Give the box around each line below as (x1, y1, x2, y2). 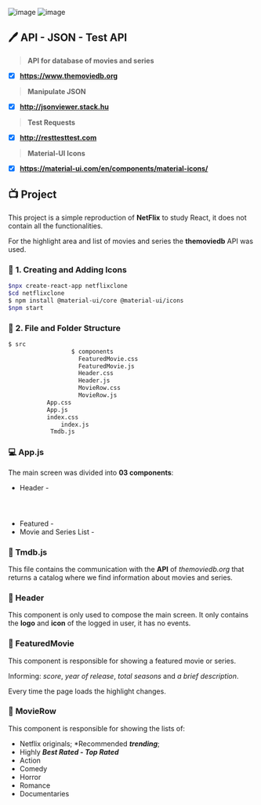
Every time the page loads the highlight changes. (8, 687, 166, 696)
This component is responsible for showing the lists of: (8, 723, 186, 733)
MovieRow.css (78, 384, 121, 392)
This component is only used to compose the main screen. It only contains (8, 610, 249, 620)
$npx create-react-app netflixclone (8, 282, 128, 290)
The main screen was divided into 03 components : (8, 468, 174, 477)
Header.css (78, 370, 114, 377)
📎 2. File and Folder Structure (8, 322, 121, 333)
